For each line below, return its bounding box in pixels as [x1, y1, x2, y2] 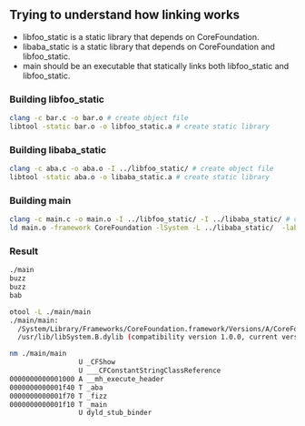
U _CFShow [78, 358, 116, 367]
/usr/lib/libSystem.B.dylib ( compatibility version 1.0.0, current [17, 332, 279, 342]
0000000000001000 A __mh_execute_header [9, 374, 165, 383]
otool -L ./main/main [9, 307, 92, 317]
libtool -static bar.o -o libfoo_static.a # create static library [9, 122, 271, 131]
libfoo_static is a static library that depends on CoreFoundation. [22, 31, 261, 42]
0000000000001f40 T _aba [9, 382, 103, 392]
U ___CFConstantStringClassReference [78, 366, 221, 375]
